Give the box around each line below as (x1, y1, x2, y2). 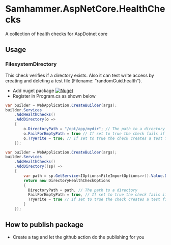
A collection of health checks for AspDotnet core (5, 30, 108, 37)
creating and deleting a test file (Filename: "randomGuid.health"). (5, 77, 142, 84)
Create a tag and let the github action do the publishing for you (12, 234, 145, 240)
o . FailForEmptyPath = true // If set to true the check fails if (23, 131, 165, 136)
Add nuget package (12, 87, 54, 94)
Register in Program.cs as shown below (12, 93, 96, 99)
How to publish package (5, 221, 84, 229)
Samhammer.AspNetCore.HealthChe (5, 3, 165, 15)
